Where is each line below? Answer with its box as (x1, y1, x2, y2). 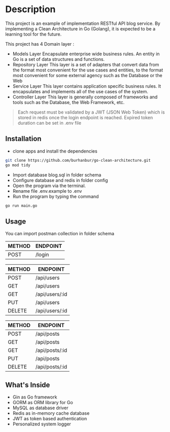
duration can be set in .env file (17, 120, 82, 126)
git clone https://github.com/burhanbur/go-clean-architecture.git (5, 158, 151, 163)
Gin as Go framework (12, 394, 57, 400)
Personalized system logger (12, 421, 71, 427)
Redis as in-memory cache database (12, 410, 90, 416)
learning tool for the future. (5, 31, 62, 37)
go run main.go (5, 203, 38, 208)
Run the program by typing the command (12, 193, 99, 199)
